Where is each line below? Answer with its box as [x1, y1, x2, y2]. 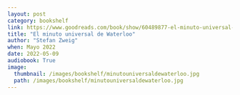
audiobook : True [7, 57, 56, 64]
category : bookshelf [7, 17, 69, 24]
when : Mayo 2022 [7, 44, 56, 51]
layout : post [7, 10, 46, 18]
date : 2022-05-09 [7, 51, 59, 58]
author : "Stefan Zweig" [7, 37, 79, 44]
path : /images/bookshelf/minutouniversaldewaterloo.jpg [14, 76, 184, 84]
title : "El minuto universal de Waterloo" [7, 30, 136, 38]
